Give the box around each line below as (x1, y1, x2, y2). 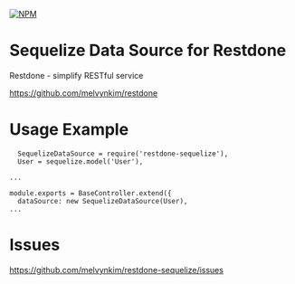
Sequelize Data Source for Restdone (9, 41, 287, 61)
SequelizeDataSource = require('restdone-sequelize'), (17, 149, 229, 158)
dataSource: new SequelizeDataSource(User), (17, 196, 188, 205)
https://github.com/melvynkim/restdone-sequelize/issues (9, 264, 224, 275)
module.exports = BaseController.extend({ (9, 188, 172, 198)
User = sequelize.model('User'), (17, 156, 144, 166)
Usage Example (9, 119, 129, 140)
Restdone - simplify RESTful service (9, 70, 144, 80)
